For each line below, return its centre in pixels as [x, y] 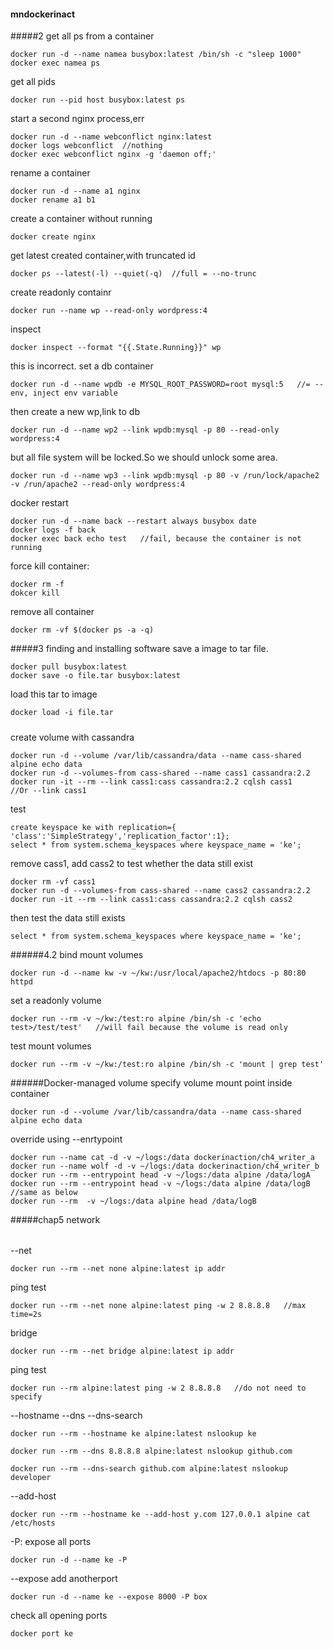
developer [31, 1478]
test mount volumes [51, 1046]
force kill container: [50, 566]
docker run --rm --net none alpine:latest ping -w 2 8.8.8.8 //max [158, 1306]
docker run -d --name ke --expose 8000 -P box [109, 1597]
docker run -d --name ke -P [69, 1560]
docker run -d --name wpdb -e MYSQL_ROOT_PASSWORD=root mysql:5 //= [160, 385]
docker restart [39, 503]
